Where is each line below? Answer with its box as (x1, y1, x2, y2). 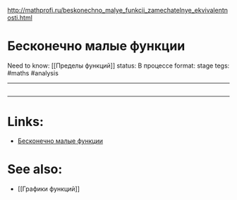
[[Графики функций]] (17, 185, 80, 193)
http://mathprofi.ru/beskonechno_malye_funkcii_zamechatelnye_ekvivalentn (7, 6, 228, 14)
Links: (7, 113, 44, 130)
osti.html (7, 13, 33, 22)
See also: (7, 161, 63, 177)
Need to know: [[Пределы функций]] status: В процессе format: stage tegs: (7, 61, 230, 70)
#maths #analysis (7, 68, 59, 77)
